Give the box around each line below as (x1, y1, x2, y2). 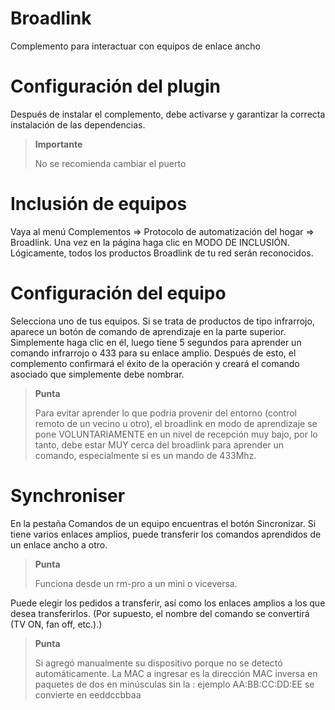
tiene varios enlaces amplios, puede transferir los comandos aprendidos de (10, 528, 322, 540)
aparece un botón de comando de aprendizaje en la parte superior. (10, 325, 287, 337)
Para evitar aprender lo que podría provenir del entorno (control (34, 407, 297, 419)
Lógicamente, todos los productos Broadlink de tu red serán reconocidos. (10, 247, 314, 259)
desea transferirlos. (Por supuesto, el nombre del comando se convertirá (10, 607, 310, 619)
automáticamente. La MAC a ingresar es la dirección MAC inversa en (34, 667, 318, 679)
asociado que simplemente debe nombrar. (10, 368, 185, 380)
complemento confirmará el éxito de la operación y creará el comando (10, 357, 300, 369)
